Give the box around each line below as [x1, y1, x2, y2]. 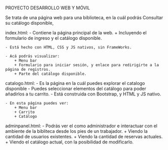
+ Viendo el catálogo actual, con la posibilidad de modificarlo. [5, 139, 134, 145]
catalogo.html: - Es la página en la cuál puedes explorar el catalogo [5, 80, 145, 86]
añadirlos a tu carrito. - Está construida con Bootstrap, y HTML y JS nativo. [5, 91, 161, 97]
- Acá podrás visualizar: [5, 54, 60, 59]
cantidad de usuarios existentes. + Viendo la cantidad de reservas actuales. [5, 134, 163, 139]
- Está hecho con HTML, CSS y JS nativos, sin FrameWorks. [5, 45, 132, 50]
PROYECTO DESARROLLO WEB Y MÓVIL [5, 5, 90, 11]
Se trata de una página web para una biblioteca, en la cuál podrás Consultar [5, 15, 163, 20]
